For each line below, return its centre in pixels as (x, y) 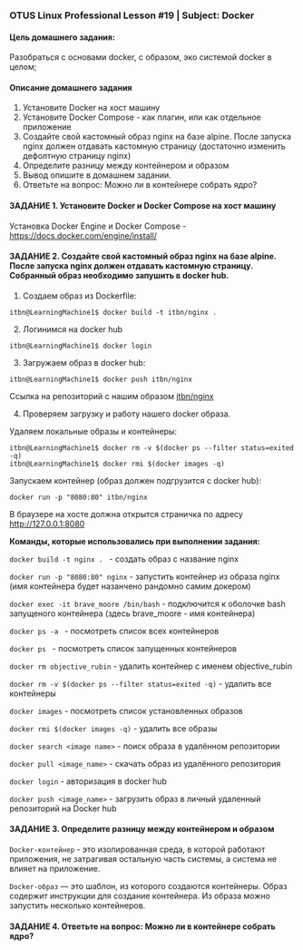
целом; (23, 67)
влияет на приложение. (55, 868)
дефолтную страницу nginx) (77, 156)
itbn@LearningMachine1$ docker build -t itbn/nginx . (113, 312)
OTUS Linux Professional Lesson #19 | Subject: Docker (132, 15)
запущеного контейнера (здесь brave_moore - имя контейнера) (132, 613)
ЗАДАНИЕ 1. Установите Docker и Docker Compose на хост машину (143, 205)
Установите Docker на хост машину (91, 108)
